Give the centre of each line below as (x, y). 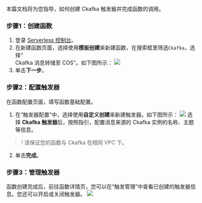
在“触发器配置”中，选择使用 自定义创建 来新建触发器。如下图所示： (97, 114)
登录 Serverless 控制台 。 (46, 40)
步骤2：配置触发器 (33, 87)
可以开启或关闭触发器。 (56, 194)
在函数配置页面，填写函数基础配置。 (51, 102)
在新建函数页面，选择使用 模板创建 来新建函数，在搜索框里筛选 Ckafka (100, 48)
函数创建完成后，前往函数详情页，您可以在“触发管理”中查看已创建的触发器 (99, 186)
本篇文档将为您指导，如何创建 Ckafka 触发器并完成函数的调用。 (85, 9)
